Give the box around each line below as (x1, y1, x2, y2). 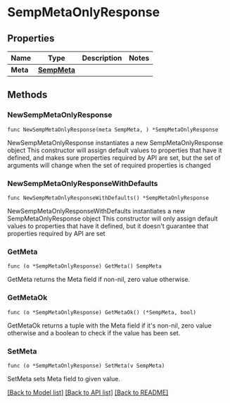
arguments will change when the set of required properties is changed (7, 161, 211, 169)
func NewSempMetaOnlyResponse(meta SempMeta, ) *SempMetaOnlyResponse (7, 126, 219, 133)
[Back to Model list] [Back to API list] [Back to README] (7, 388, 169, 397)
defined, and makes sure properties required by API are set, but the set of (7, 153, 222, 162)
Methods (7, 89, 48, 101)
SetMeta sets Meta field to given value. (7, 374, 121, 383)
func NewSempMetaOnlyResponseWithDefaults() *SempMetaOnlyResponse (7, 194, 210, 201)
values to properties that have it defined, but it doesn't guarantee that (7, 221, 209, 230)
